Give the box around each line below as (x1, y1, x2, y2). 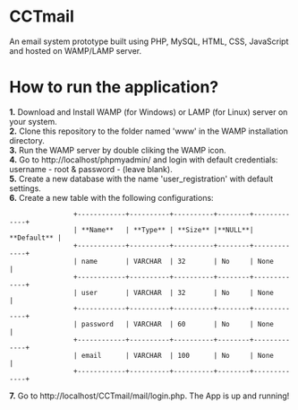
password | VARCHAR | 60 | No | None (81, 319, 275, 328)
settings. (9, 182, 42, 194)
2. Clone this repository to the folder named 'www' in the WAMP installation (9, 126, 289, 136)
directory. (9, 135, 45, 145)
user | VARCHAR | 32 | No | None (81, 288, 275, 297)
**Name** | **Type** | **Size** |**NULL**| (81, 225, 254, 234)
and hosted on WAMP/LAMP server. (9, 45, 142, 56)
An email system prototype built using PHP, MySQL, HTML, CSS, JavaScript (9, 36, 289, 47)
